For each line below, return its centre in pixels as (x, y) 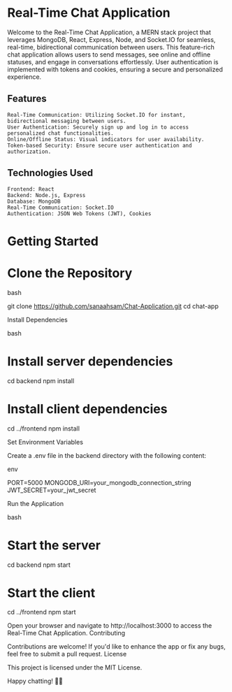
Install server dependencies (90, 361)
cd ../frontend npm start (42, 612)
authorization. (29, 152)
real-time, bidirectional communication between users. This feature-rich (111, 47)
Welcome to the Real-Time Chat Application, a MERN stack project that (109, 32)
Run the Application (36, 503)
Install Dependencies (37, 319)
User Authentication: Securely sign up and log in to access (98, 127)
